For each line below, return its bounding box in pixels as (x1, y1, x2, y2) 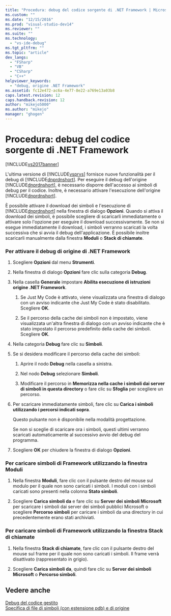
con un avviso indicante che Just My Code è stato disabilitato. (20, 300, 151, 306)
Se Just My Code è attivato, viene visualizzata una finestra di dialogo (20, 294, 165, 300)
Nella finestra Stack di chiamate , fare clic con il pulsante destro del (12, 545, 154, 551)
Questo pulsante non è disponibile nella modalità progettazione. (12, 416, 147, 423)
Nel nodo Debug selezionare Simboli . (20, 371, 99, 377)
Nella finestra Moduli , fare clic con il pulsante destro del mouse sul (12, 478, 153, 484)
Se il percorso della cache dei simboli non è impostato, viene (20, 315, 148, 321)
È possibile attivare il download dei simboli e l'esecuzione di (5, 202, 131, 209)
